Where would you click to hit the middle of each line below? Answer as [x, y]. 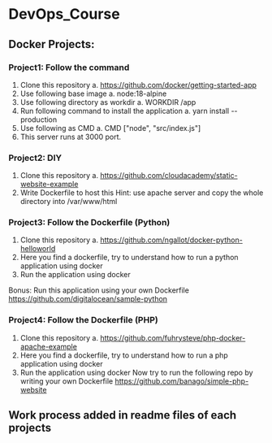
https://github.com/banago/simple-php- [182, 381]
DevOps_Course [64, 14]
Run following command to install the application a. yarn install [125, 111]
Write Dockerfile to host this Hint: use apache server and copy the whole [142, 193]
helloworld [38, 249]
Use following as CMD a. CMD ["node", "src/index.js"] [110, 128]
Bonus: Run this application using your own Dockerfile [99, 290]
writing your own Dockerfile [67, 381]
